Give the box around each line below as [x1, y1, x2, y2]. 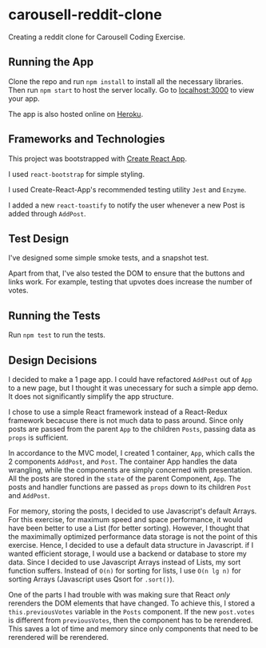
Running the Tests [8, 308, 101, 322]
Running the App [8, 55, 94, 69]
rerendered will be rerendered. [8, 633, 109, 642]
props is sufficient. [8, 433, 69, 442]
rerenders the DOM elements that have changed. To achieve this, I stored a [8, 598, 256, 608]
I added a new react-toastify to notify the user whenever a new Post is [8, 200, 245, 210]
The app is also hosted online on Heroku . [8, 109, 144, 119]
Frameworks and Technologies [8, 132, 165, 146]
